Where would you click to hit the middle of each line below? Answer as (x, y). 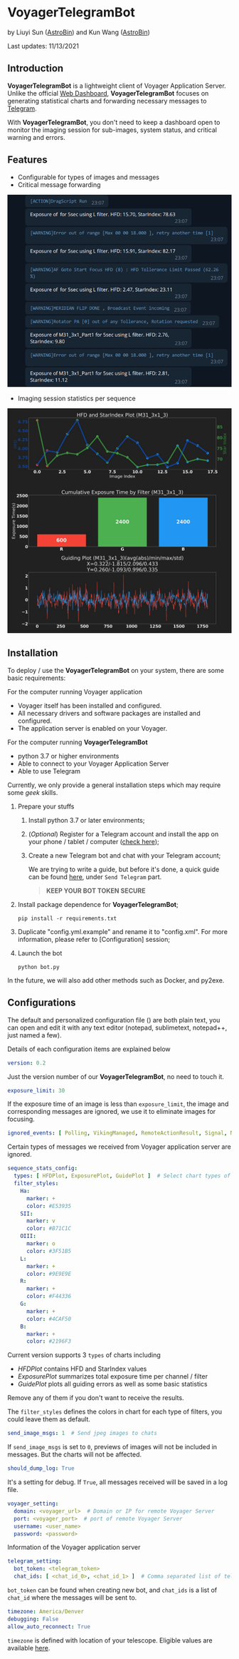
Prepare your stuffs (46, 806)
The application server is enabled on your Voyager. (92, 728)
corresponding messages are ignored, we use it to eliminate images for (112, 1112)
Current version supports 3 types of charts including (84, 1355)
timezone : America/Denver (46, 1612)
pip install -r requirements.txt (67, 918)
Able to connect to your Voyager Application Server (93, 763)
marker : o (41, 1244)
